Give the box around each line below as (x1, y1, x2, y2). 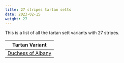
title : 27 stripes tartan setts (5, 7, 71, 12)
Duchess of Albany (7, 50, 52, 57)
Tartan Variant (12, 41, 47, 48)
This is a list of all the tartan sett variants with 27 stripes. (5, 30, 120, 36)
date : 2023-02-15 (5, 12, 41, 17)
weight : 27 (5, 16, 28, 21)
